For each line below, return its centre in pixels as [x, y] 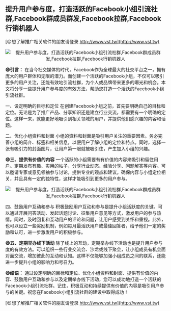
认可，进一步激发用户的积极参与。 [50, 232]
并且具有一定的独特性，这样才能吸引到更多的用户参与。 [72, 178]
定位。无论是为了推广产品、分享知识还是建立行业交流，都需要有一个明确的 [83, 112]
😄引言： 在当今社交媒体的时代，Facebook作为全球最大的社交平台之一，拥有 [85, 69]
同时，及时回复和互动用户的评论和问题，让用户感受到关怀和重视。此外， [90, 219]
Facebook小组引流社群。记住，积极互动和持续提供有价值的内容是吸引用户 [82, 286]
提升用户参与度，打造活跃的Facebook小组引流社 [81, 9]
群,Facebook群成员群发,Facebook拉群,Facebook [83, 19]
